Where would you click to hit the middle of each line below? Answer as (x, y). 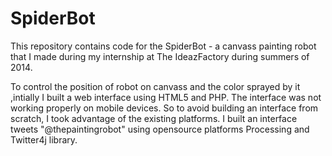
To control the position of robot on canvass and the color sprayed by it (155, 86)
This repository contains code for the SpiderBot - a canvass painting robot (163, 46)
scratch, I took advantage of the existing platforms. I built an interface (154, 118)
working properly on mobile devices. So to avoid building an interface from (164, 108)
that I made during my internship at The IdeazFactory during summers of (160, 56)
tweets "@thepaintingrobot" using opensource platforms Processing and (160, 129)
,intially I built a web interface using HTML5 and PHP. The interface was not (166, 97)
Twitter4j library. (44, 139)
